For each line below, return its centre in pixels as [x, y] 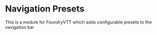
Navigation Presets [45, 9]
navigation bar [20, 27]
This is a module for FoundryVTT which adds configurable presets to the [78, 22]
